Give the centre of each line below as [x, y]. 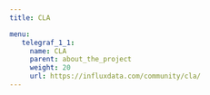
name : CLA [48, 51]
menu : [20, 34]
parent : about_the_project [80, 60]
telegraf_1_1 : [48, 43]
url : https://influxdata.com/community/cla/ [115, 76]
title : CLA [30, 18]
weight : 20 [50, 68]
